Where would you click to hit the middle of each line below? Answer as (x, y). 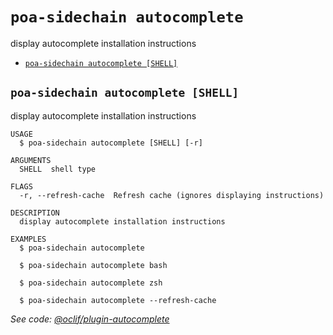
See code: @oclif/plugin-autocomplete (90, 319)
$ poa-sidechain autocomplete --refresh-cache (118, 300)
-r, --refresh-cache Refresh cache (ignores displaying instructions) (172, 195)
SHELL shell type (58, 169)
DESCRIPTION (35, 213)
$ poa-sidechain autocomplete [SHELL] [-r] (111, 143)
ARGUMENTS (31, 160)
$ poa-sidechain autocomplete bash (93, 265)
